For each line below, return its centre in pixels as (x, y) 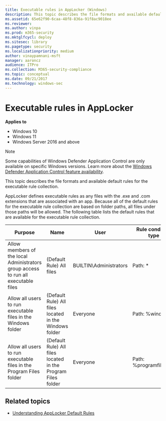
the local (18, 256)
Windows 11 (24, 136)
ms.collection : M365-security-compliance (48, 70)
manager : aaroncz (23, 60)
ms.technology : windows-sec (34, 83)
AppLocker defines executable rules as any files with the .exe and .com (78, 196)
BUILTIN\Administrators (100, 265)
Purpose (25, 232)
